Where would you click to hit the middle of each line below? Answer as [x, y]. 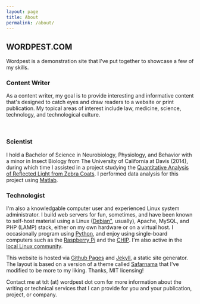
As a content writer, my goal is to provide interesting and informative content [100, 96]
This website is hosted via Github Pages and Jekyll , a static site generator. [97, 258]
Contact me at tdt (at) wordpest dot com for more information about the [94, 282]
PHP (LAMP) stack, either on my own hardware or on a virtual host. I [90, 227]
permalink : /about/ [30, 23]
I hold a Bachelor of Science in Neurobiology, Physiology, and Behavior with [99, 155]
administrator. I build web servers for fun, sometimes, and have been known [99, 215]
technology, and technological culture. [53, 115]
